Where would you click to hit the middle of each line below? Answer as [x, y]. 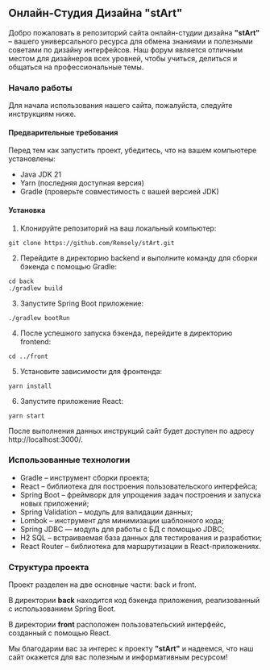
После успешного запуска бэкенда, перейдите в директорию [126, 333]
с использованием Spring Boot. [62, 609]
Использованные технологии [69, 460]
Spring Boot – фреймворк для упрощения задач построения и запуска [141, 494]
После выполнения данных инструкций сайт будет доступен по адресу [131, 431]
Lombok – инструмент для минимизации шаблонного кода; [122, 520]
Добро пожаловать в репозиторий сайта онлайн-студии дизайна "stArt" [134, 32]
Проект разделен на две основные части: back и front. [103, 585]
